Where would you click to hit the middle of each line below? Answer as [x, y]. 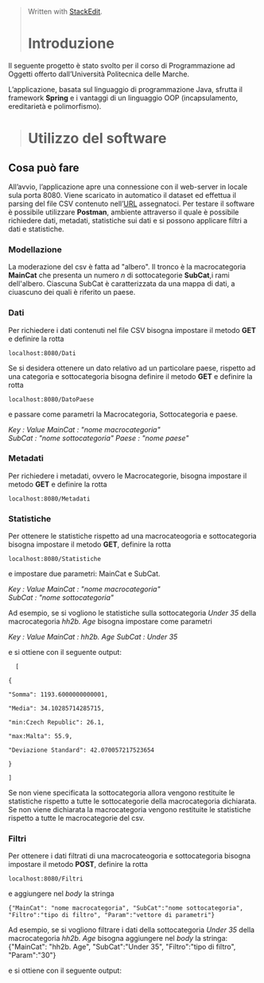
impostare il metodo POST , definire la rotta [78, 865]
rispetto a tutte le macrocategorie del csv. [77, 819]
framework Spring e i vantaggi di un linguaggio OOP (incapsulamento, [123, 98]
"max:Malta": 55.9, [41, 737]
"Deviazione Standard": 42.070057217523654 [82, 750]
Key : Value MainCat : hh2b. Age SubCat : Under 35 [93, 637]
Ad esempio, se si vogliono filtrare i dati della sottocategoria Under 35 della [132, 930]
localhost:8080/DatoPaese [51, 399]
